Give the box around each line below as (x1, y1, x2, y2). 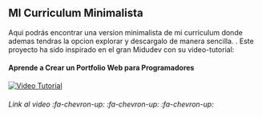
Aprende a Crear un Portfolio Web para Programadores (8, 63, 195, 73)
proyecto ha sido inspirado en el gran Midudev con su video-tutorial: (8, 44, 235, 54)
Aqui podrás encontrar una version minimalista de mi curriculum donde (8, 27, 243, 37)
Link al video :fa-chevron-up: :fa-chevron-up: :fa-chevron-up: (8, 99, 214, 109)
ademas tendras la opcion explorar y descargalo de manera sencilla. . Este (8, 36, 254, 46)
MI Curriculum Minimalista (8, 6, 143, 20)
